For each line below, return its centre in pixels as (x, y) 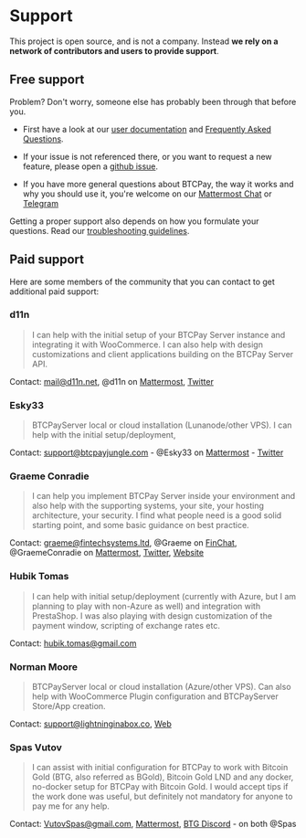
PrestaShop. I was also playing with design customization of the (152, 615)
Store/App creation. (69, 706)
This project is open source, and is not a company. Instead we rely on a (144, 41)
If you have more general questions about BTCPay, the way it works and (158, 184)
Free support (47, 80)
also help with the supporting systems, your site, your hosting (148, 506)
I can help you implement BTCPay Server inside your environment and (164, 496)
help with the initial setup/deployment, (104, 435)
